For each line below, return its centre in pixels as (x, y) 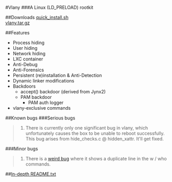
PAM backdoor (36, 97)
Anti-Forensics (28, 70)
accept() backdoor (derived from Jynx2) (63, 92)
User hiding (25, 48)
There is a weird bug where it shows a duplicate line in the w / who (96, 159)
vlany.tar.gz (17, 23)
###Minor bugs (22, 149)
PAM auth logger (46, 103)
